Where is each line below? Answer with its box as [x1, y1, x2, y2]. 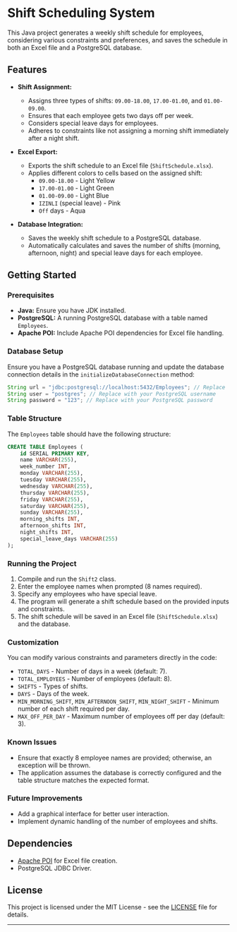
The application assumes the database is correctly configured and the [17, 768, 222, 777]
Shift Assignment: [17, 83, 72, 91]
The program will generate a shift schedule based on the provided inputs [17, 597, 229, 606]
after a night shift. [28, 134, 80, 142]
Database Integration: [17, 220, 83, 228]
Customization [7, 637, 59, 647]
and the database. [17, 620, 71, 628]
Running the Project [7, 558, 77, 568]
